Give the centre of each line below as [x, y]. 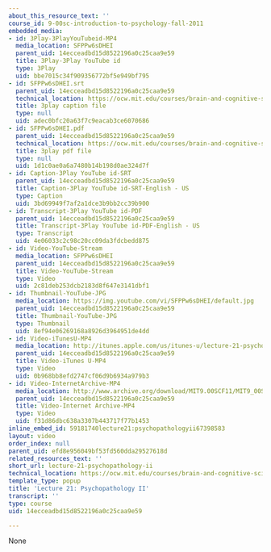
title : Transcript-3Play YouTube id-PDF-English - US [108, 226]
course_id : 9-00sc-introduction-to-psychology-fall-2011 [106, 23]
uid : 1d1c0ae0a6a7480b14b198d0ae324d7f [83, 166]
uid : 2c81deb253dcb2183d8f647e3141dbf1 [83, 286]
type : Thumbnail [43, 324]
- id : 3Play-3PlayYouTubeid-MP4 [63, 38]
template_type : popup [45, 481]
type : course [30, 504]
